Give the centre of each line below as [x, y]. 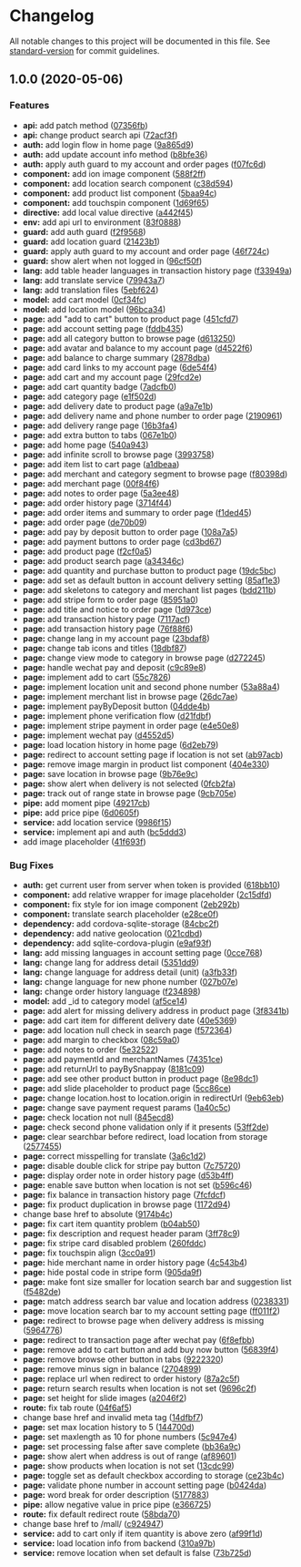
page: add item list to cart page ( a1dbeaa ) [101, 464]
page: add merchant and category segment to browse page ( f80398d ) [155, 474]
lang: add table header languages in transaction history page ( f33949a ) [157, 271]
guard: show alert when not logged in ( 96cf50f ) [112, 261]
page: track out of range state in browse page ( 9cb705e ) [130, 793]
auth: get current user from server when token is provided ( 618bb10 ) [151, 885]
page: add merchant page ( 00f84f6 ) [91, 483]
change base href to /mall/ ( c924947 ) [93, 1523]
